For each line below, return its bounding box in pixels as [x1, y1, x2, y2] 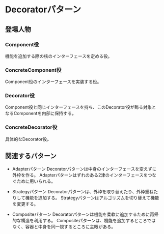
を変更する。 [12, 201, 38, 206]
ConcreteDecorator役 [5, 124, 57, 131]
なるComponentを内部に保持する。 [5, 111, 77, 117]
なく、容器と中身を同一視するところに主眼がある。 [12, 224, 116, 230]
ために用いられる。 [16, 178, 55, 184]
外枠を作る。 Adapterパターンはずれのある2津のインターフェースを [12, 172, 148, 178]
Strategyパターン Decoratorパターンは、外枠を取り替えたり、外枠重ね [12, 188, 154, 194]
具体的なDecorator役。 [5, 136, 52, 142]
